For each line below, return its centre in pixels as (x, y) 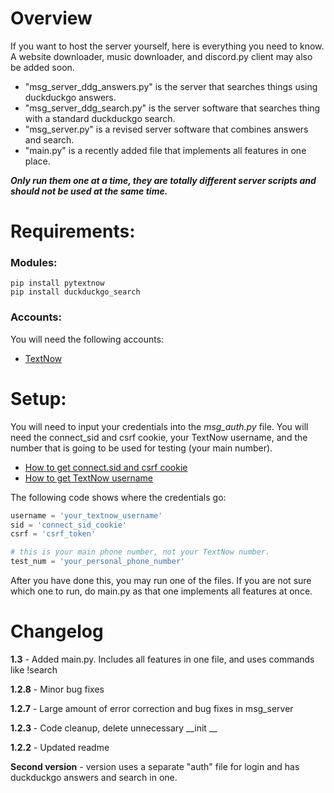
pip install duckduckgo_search (75, 292)
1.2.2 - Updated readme (60, 747)
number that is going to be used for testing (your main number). (141, 448)
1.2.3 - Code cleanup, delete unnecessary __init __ (114, 728)
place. (37, 161)
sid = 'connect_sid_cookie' (69, 525)
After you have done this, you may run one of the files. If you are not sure (161, 581)
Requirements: (73, 231)
